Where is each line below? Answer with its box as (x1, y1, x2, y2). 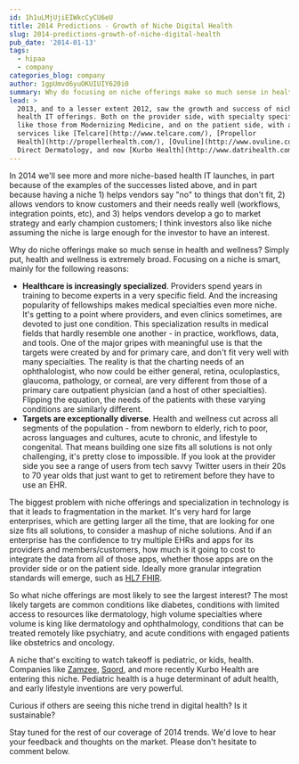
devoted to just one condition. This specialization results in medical (21, 318, 269, 329)
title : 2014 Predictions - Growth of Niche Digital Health (9, 21, 233, 30)
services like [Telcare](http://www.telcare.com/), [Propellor (17, 129, 256, 138)
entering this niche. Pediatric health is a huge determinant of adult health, (9, 673, 279, 684)
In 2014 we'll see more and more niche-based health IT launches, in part (9, 170, 275, 181)
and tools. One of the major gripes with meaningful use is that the (21, 337, 263, 348)
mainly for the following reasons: (9, 263, 129, 274)
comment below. (9, 745, 70, 756)
